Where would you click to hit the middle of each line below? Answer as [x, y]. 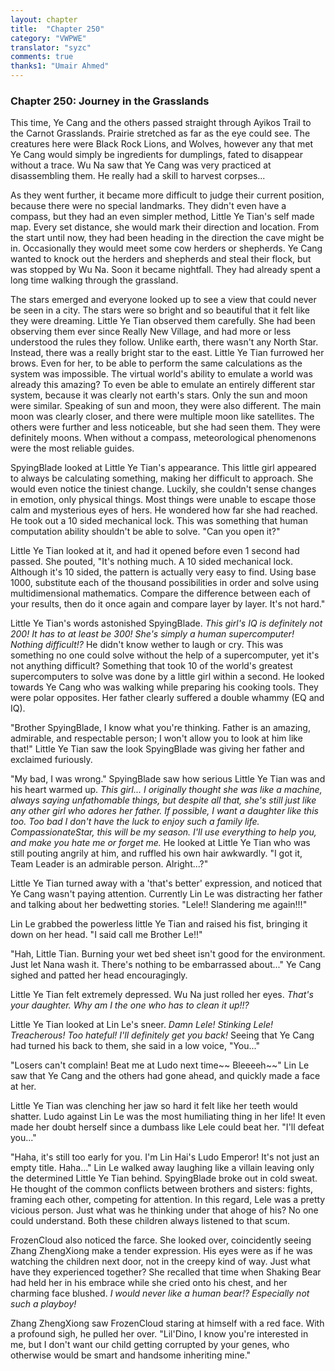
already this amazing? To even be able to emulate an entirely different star [163, 385]
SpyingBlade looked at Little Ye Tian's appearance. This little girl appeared [163, 468]
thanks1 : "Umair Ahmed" [60, 66]
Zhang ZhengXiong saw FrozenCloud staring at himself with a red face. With [167, 1323]
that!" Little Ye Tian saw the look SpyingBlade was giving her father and [157, 749]
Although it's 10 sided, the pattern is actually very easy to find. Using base [163, 572]
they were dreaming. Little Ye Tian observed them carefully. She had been [163, 321]
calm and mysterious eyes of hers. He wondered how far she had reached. [164, 510]
